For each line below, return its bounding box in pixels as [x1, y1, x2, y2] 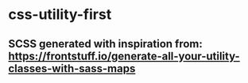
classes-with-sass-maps [8, 62, 136, 75]
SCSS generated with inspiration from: [8, 37, 203, 51]
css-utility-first [8, 6, 112, 24]
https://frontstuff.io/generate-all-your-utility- [8, 49, 240, 62]
